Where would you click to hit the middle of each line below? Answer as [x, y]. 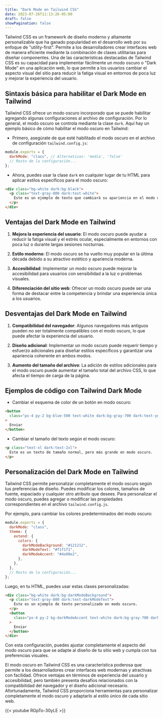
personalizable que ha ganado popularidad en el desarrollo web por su [76, 42]
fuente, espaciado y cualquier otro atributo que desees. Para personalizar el [81, 494]
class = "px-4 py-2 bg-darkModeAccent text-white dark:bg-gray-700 [81, 618]
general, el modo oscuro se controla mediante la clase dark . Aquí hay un [77, 123]
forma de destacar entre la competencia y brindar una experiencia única [84, 293]
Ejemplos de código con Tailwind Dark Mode [73, 391]
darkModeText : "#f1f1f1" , [49, 550]
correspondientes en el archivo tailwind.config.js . [57, 504]
